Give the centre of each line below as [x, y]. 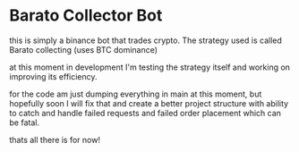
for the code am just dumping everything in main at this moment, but [136, 94]
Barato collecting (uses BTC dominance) [84, 49]
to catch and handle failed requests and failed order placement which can [145, 113]
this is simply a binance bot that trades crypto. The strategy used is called [145, 40]
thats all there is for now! [55, 139]
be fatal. [25, 122]
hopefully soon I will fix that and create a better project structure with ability [149, 103]
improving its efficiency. [53, 76]
